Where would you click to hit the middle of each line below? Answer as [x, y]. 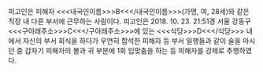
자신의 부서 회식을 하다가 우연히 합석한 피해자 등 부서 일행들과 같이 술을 [132, 41]
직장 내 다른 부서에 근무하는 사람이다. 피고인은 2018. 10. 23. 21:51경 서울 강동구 [130, 21]
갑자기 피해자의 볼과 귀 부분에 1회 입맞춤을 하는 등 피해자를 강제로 [125, 50]
